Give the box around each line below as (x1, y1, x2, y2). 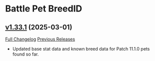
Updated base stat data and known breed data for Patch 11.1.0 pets (12, 46, 150, 51)
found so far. (12, 51, 39, 57)
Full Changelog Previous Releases (5, 36, 75, 42)
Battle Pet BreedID (5, 3, 82, 14)
